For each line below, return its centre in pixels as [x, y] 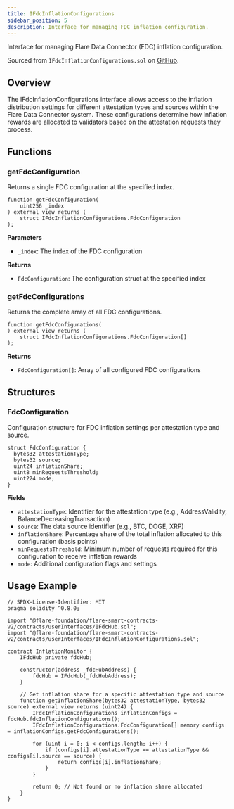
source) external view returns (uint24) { [70, 707]
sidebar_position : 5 [38, 20]
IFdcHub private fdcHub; [56, 657]
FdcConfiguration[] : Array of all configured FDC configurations [109, 370]
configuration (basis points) [57, 541]
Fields [17, 497]
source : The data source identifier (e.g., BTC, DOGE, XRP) [100, 526]
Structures [31, 392]
